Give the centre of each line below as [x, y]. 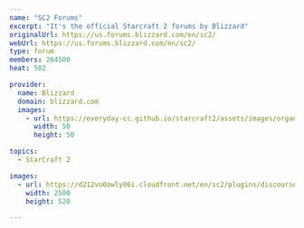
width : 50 [52, 127]
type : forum [32, 52]
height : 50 [54, 135]
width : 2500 [48, 193]
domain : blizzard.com [58, 101]
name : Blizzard [46, 93]
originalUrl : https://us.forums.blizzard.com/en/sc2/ [113, 34]
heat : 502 [28, 69]
